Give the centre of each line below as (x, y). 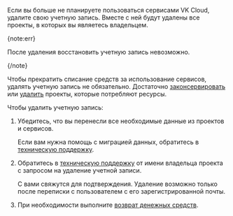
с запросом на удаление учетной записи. (79, 170)
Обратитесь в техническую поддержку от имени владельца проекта (120, 163)
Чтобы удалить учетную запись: (55, 107)
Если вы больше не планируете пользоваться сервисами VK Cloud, (108, 10)
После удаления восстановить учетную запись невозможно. (99, 52)
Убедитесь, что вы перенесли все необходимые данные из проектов (121, 121)
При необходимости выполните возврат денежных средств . (108, 205)
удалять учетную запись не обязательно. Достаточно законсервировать (116, 86)
